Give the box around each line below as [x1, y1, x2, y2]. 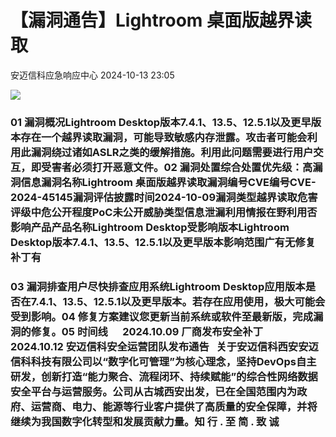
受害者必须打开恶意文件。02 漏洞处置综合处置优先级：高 [41, 160, 313, 174]
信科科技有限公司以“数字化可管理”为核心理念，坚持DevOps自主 [10, 354, 317, 368]
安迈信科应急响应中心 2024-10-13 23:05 [10, 69, 175, 81]
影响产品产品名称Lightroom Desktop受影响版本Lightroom [10, 220, 290, 234]
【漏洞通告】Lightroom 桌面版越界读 [10, 9, 313, 32]
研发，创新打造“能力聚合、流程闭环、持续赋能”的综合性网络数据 [10, 369, 318, 383]
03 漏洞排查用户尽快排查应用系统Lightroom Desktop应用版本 [10, 279, 306, 293]
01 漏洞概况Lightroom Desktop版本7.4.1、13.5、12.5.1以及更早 [10, 115, 312, 129]
